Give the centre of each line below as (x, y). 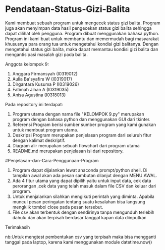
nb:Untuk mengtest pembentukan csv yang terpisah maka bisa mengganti (81, 237)
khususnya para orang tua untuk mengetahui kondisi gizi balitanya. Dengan (82, 44)
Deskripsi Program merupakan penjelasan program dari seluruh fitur (82, 135)
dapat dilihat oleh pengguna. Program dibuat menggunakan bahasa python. (82, 33)
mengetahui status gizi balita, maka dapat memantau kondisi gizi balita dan (82, 49)
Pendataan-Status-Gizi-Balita (68, 9)
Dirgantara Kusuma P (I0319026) (46, 84)
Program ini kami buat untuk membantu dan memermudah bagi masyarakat (82, 39)
